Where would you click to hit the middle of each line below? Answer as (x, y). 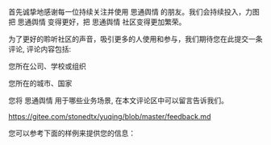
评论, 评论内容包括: (40, 49)
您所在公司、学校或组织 (47, 66)
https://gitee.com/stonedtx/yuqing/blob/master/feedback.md (110, 116)
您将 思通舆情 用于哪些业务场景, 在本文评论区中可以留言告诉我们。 (118, 100)
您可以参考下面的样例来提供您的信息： (72, 133)
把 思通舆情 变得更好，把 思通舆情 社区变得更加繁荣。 (97, 22)
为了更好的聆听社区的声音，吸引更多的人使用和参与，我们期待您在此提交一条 (135, 39)
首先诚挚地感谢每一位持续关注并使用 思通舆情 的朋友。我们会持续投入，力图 (134, 12)
